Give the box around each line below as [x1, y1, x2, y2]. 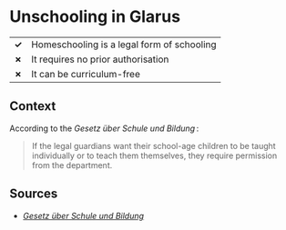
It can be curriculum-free [31, 67, 141, 80]
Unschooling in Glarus [9, 6, 180, 27]
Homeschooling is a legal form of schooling [31, 38, 217, 51]
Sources [9, 186, 58, 202]
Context [9, 98, 56, 115]
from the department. [31, 159, 113, 170]
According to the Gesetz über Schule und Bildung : [9, 123, 199, 134]
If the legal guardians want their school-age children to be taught [31, 140, 276, 151]
